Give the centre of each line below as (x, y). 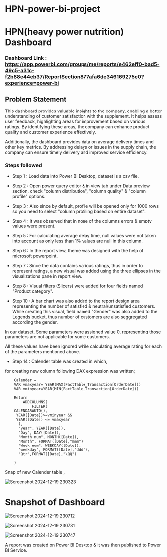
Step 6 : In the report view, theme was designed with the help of (78, 251)
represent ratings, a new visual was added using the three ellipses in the (86, 271)
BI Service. (16, 550)
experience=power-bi (32, 83)
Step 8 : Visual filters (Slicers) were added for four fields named (78, 286)
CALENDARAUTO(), (31, 411)
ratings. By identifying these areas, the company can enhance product (77, 127)
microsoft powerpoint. (35, 256)
